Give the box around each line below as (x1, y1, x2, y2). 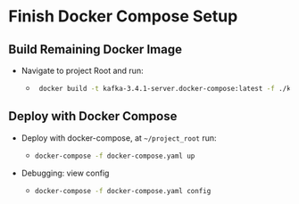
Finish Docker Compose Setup (8, 6, 238, 27)
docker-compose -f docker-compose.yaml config (34, 186, 212, 195)
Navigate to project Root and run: (21, 65, 144, 76)
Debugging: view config (21, 167, 110, 178)
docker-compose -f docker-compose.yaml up (34, 151, 195, 160)
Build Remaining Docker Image (8, 42, 182, 57)
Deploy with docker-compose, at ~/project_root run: (21, 132, 217, 143)
